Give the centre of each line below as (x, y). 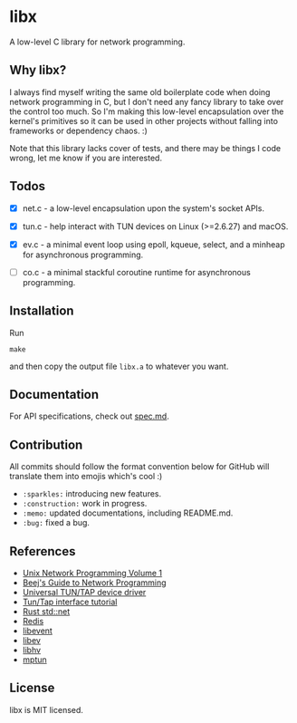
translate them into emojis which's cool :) (86, 477)
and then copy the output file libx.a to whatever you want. (119, 366)
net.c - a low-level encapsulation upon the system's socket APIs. (144, 208)
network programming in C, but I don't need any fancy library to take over (147, 101)
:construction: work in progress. (85, 504)
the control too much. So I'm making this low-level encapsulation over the (147, 111)
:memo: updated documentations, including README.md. (128, 513)
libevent (37, 631)
